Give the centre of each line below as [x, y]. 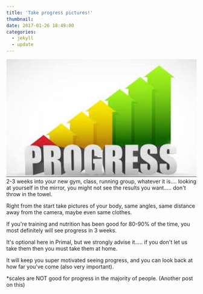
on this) [16, 285]
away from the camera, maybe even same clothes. [69, 213]
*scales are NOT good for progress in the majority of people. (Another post [100, 278]
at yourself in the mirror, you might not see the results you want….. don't [96, 188]
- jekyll [23, 38]
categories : [21, 32]
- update [23, 45]
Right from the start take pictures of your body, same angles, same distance [101, 206]
